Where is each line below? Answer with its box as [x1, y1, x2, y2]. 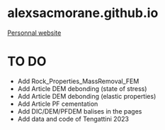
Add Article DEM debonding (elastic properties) [17, 92, 157, 100]
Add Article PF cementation [17, 99, 98, 108]
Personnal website [7, 28, 62, 37]
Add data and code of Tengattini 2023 [17, 114, 130, 123]
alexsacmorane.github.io [7, 5, 159, 21]
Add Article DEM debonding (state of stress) [17, 84, 147, 93]
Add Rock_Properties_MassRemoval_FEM [17, 77, 140, 85]
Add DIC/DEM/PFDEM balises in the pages [17, 107, 142, 115]
